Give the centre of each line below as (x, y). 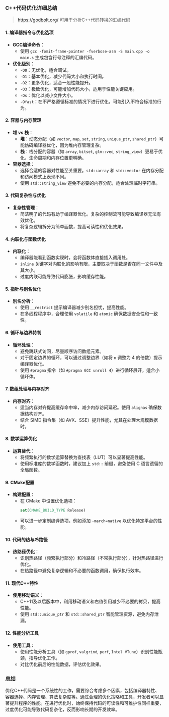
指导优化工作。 (45, 658)
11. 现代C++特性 (22, 583)
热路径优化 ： (26, 552)
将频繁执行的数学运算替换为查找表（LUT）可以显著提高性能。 (84, 457)
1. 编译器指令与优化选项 (29, 32)
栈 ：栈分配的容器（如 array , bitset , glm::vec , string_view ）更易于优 (91, 151)
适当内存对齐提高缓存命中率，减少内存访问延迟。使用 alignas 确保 (89, 407)
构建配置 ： (24, 495)
